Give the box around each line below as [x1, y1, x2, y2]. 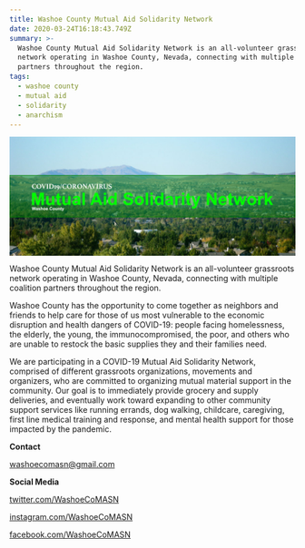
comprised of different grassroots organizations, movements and [9, 366, 252, 377]
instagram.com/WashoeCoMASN [9, 512, 133, 523]
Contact [9, 441, 41, 453]
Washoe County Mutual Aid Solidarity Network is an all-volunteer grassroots [9, 263, 295, 274]
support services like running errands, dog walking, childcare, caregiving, [9, 405, 285, 416]
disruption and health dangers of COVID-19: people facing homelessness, [9, 319, 285, 330]
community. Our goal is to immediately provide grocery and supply [9, 386, 259, 396]
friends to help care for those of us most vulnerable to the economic [9, 309, 265, 321]
